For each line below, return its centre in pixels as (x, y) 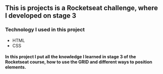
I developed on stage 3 (41, 16)
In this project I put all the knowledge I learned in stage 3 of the (71, 57)
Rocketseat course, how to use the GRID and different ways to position (79, 62)
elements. (16, 67)
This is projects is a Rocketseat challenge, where (82, 8)
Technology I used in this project (45, 30)
